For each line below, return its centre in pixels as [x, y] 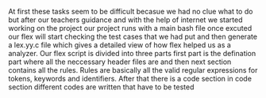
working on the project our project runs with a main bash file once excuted [130, 28]
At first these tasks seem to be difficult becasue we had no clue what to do [131, 11]
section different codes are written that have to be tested [101, 87]
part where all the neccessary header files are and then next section [120, 62]
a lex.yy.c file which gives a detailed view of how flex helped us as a [120, 45]
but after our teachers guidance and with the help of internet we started [126, 20]
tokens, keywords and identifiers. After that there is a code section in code [130, 79]
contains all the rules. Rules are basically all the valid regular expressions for [133, 70]
